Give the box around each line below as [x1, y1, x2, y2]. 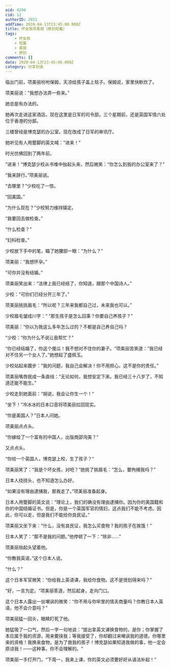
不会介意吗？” [18, 605, 48, 611]
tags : [5, 31, 17, 36]
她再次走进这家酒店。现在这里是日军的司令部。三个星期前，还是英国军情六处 [5, 112, 166, 118]
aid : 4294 [5, 7, 26, 13]
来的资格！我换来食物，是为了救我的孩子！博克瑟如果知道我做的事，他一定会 [5, 639, 166, 646]
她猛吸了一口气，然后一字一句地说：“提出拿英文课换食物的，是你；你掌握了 [5, 627, 164, 633]
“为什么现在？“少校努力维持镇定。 [5, 204, 76, 211]
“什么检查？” [5, 226, 32, 233]
